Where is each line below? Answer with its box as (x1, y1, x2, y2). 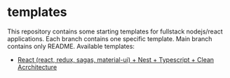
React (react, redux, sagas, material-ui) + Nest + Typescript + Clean (17, 55, 215, 63)
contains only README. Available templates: (7, 42, 135, 50)
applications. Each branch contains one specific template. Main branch (7, 34, 212, 42)
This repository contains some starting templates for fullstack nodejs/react (7, 27, 223, 36)
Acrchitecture (17, 63, 57, 71)
